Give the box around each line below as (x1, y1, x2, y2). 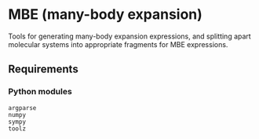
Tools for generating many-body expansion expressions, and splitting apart (8, 31, 251, 41)
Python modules (8, 86, 72, 97)
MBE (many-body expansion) (8, 5, 202, 24)
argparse (8, 104, 37, 112)
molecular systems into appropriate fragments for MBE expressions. (8, 39, 228, 49)
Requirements (8, 63, 78, 76)
